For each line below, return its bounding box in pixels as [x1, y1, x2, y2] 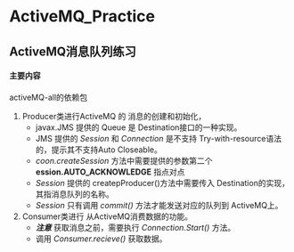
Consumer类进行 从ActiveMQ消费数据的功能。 [21, 211, 193, 222]
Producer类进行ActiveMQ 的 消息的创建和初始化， [21, 110, 207, 121]
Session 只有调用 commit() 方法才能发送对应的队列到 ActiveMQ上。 [35, 199, 283, 210]
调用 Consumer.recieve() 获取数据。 [35, 233, 167, 244]
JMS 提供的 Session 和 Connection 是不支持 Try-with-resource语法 [35, 133, 282, 143]
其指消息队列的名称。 [35, 189, 114, 199]
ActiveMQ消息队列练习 [9, 44, 136, 59]
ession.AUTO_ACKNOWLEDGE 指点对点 [35, 167, 185, 177]
